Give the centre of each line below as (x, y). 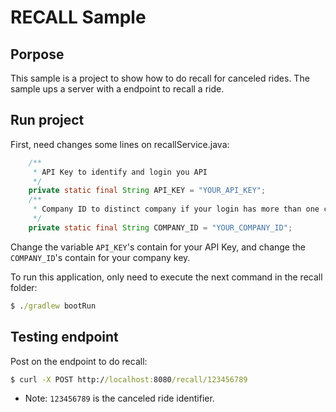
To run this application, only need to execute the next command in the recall (166, 277)
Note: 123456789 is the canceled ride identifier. (119, 398)
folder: (24, 287)
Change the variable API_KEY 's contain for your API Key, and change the (158, 247)
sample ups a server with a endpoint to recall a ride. (117, 89)
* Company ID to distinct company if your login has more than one (176, 209)
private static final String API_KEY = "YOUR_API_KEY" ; (147, 191)
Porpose (37, 54)
